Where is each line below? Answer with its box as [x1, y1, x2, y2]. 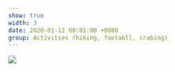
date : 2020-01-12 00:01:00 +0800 [8, 26, 119, 34]
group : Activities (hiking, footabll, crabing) [8, 33, 169, 42]
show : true [8, 11, 44, 20]
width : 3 [8, 19, 37, 27]
